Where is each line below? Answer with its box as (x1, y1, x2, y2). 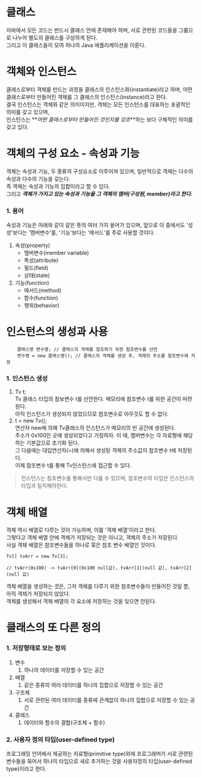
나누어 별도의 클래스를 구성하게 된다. (12, 34, 98, 41)
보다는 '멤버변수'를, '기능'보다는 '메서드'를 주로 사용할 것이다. (13, 229, 155, 236)
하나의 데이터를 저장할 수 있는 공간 (23, 666, 104, 673)
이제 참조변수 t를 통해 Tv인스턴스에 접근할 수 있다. (14, 462, 132, 469)
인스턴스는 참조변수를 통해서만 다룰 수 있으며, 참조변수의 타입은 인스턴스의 (20, 475, 194, 482)
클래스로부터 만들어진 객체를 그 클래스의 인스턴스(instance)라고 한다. (6, 93, 167, 100)
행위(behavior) (23, 302, 60, 309)
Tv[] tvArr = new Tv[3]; (6, 553, 68, 559)
